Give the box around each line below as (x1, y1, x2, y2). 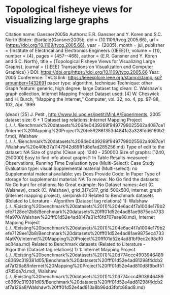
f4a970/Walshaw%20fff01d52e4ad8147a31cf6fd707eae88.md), (5, 214, 138, 220)
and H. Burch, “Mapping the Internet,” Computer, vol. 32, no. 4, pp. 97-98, (5, 96, 160, 102)
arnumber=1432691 (5, 80, 47, 86)
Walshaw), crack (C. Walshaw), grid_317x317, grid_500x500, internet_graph (5, 187, 162, 193)
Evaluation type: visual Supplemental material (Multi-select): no (5, 165, 138, 171)
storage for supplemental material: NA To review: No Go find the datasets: (5, 176, 160, 182)
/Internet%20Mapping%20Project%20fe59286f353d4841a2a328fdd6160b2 (5, 127, 165, 133)
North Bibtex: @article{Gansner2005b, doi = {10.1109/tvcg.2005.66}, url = (5, 37, 159, 43)
